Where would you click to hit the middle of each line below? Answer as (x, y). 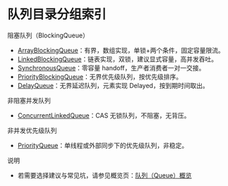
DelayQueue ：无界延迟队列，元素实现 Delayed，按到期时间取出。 (113, 85)
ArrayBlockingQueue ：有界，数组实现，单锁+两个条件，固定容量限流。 (121, 50)
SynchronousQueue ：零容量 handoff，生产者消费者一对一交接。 (111, 68)
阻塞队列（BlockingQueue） (48, 35)
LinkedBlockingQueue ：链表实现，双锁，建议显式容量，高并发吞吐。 (117, 59)
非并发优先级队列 (32, 130)
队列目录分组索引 (57, 14)
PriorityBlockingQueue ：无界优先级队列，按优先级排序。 (100, 76)
